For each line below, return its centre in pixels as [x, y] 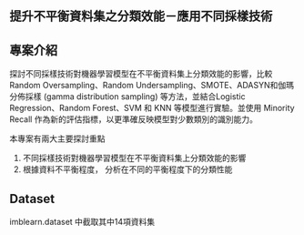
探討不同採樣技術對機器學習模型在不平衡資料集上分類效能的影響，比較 [141, 74]
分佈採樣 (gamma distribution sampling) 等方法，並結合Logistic [127, 97]
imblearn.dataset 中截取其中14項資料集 [82, 222]
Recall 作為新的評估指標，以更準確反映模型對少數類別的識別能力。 [133, 119]
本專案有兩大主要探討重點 [57, 138]
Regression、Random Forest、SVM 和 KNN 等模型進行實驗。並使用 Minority [152, 108]
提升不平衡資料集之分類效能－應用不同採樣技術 [141, 16]
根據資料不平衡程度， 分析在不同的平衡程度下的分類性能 [127, 169]
